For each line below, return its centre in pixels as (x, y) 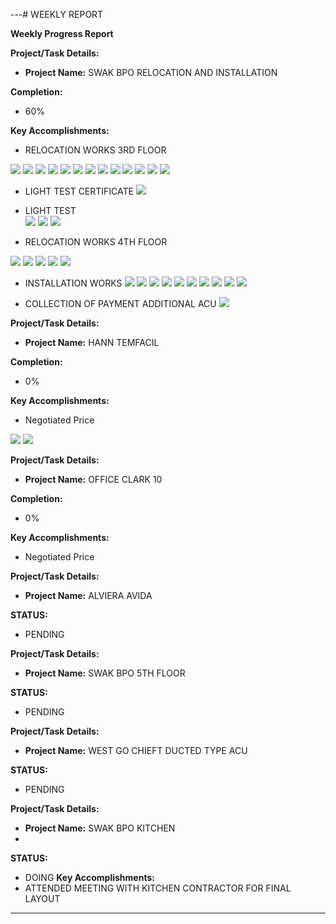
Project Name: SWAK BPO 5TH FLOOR (105, 673)
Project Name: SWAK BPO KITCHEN (100, 828)
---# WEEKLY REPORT (57, 14)
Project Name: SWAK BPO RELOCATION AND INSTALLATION (151, 72)
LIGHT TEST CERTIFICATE (79, 191)
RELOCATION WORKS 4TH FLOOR (96, 242)
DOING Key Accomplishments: (89, 877)
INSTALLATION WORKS (73, 283)
